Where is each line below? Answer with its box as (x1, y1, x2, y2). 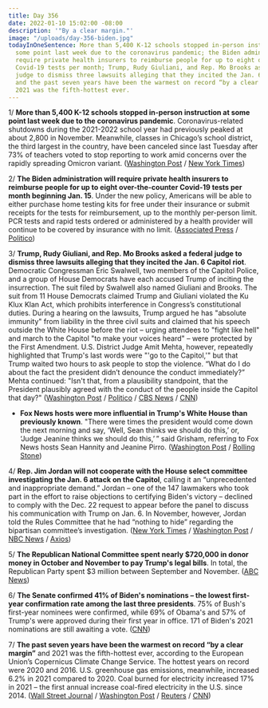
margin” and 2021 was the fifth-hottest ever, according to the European (8, 648, 244, 659)
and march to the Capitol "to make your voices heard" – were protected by (8, 334, 253, 343)
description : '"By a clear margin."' (8, 26, 134, 34)
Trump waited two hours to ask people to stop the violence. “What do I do (8, 359, 251, 369)
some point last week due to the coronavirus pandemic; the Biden (15, 49, 241, 57)
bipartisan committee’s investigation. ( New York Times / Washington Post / (8, 526, 254, 536)
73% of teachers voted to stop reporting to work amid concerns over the (8, 150, 247, 160)
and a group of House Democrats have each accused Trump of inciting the (8, 275, 254, 284)
